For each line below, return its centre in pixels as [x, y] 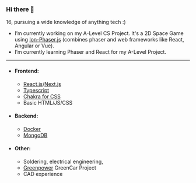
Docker [32, 129]
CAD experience [43, 174]
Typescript [36, 90]
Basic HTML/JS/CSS [48, 102]
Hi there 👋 [20, 9]
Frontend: [27, 71]
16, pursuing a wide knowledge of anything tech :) [66, 22]
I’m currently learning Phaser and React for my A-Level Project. [90, 52]
